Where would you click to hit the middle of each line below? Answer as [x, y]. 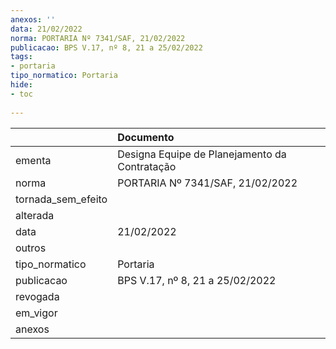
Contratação [147, 166]
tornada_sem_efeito [61, 199]
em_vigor [36, 313]
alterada [35, 215]
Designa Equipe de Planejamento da [202, 154]
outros [31, 248]
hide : [21, 85]
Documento [146, 137]
